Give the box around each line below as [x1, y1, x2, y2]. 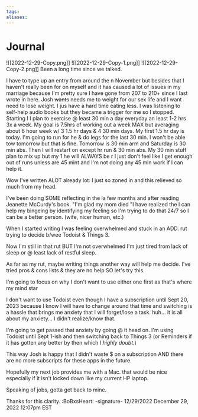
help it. [6, 165, 23, 173]
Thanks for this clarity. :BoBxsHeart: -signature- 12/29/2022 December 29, [6, 398, 189, 405]
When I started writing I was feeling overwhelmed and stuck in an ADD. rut [6, 225, 187, 232]
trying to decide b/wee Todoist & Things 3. [6, 231, 110, 238]
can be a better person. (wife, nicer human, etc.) [6, 214, 124, 221]
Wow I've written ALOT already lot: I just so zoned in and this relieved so [6, 177, 182, 184]
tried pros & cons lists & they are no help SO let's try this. [6, 267, 145, 274]
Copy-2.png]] [6, 66, 40, 73]
